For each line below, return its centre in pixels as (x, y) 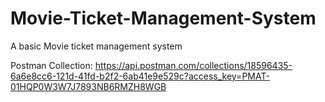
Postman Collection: (51, 65)
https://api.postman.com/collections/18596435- (193, 65)
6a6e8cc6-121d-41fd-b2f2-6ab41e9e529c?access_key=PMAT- (140, 76)
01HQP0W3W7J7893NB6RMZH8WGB (88, 86)
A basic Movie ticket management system (96, 46)
